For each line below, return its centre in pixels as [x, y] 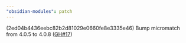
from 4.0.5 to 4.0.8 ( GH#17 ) [39, 34]
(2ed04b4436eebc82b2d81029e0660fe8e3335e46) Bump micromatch [93, 28]
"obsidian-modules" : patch [39, 11]
